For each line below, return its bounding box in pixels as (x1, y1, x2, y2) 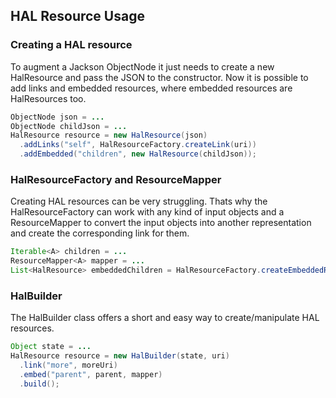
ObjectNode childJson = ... (10, 121, 128, 131)
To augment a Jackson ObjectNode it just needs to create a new (10, 60, 275, 73)
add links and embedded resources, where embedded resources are (10, 82, 293, 94)
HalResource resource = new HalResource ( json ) (10, 130, 208, 141)
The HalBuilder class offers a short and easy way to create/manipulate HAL (10, 312, 320, 324)
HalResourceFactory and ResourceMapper (10, 172, 222, 186)
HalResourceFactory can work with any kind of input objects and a (10, 206, 285, 218)
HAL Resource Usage (10, 8, 145, 25)
